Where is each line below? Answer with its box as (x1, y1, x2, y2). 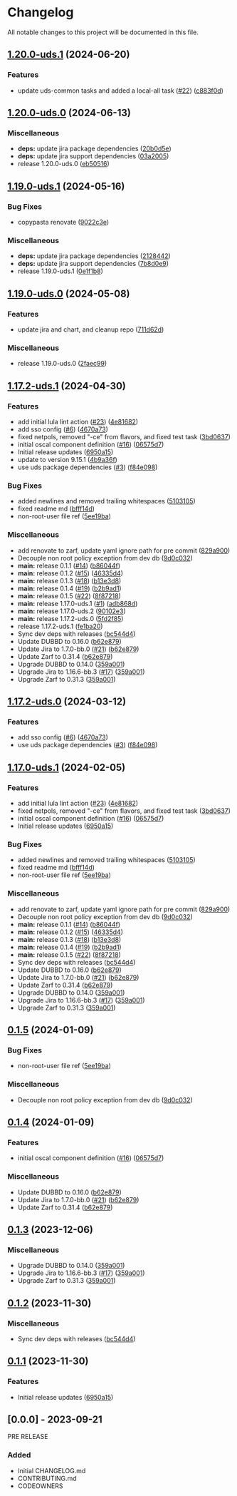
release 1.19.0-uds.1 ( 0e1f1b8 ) (17, 267, 103, 275)
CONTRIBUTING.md (17, 1474, 77, 1482)
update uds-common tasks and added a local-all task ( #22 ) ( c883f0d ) (17, 86, 224, 95)
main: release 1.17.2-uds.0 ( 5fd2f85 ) (17, 614, 124, 623)
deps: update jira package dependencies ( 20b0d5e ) (17, 144, 172, 153)
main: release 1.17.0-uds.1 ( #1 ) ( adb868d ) (17, 599, 138, 608)
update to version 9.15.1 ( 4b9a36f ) (17, 455, 117, 463)
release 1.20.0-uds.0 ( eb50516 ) (17, 160, 110, 168)
